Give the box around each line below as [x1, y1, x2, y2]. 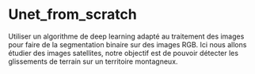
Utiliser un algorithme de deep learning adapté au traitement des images [8, 31, 245, 41]
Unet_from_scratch [8, 6, 137, 24]
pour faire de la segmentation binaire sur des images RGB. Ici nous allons [8, 39, 247, 49]
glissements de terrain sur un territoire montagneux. [8, 57, 178, 66]
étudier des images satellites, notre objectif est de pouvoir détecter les [8, 48, 239, 57]
